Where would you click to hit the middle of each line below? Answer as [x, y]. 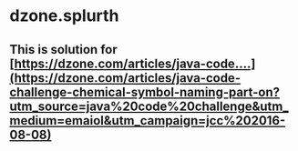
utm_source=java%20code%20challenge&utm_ [149, 106]
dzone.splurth [64, 16]
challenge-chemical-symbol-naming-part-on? [145, 92]
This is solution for [63, 50]
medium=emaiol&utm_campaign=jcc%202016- [148, 121]
